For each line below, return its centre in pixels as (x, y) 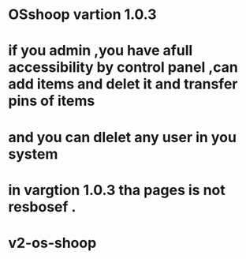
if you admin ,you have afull (101, 51)
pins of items (52, 101)
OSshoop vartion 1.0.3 (82, 15)
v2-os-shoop (52, 243)
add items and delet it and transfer (123, 84)
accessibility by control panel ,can (123, 68)
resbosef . (42, 206)
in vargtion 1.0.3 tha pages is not (117, 190)
